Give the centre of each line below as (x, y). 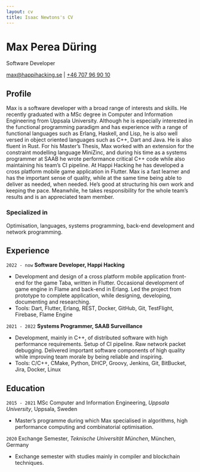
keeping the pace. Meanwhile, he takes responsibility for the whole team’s (97, 191)
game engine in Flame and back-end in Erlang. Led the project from (98, 289)
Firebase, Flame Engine (44, 315)
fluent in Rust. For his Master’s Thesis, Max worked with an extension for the (100, 146)
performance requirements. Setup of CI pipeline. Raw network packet (100, 344)
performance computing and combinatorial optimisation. (84, 427)
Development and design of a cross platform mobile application (93, 277)
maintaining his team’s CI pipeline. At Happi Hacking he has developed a (95, 165)
